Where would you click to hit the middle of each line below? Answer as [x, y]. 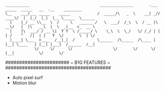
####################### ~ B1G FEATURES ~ [58, 62]
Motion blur [24, 83]
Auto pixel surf [28, 77]
